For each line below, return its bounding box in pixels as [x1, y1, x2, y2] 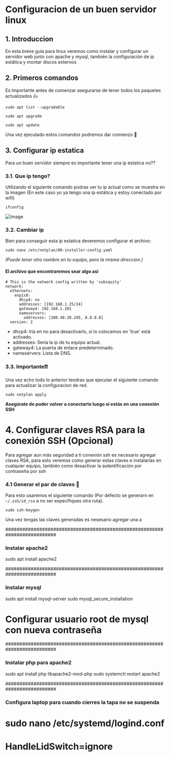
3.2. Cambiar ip [5, 226, 44, 233]
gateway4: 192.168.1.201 [18, 306, 72, 312]
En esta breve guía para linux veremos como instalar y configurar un [5, 48, 149, 54]
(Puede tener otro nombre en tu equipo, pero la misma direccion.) [5, 257, 144, 263]
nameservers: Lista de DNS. [12, 350, 72, 356]
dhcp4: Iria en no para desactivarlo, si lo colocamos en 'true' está [12, 328, 151, 334]
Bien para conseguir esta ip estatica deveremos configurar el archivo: [5, 238, 152, 244]
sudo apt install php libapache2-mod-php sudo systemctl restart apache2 [5, 670, 160, 677]
